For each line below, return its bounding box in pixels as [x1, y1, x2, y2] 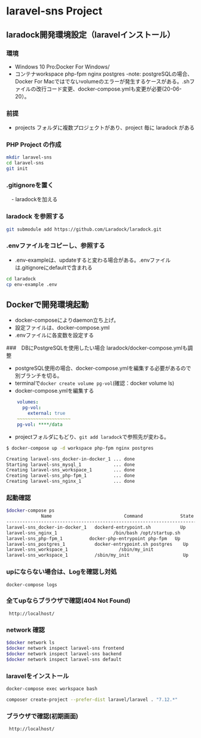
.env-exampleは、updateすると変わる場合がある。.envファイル [14, 256, 171, 264]
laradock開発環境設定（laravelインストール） [6, 29, 175, 40]
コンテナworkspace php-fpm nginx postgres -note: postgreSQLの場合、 [14, 70, 193, 77]
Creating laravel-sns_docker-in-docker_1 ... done [6, 456, 135, 462]
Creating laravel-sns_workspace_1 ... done [6, 467, 135, 473]
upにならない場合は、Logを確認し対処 [6, 567, 117, 576]
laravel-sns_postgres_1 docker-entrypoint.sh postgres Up [6, 541, 188, 547]
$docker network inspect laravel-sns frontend [6, 645, 124, 651]
